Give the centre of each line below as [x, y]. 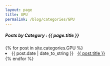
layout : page [19, 10]
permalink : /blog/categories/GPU [40, 19]
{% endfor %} [19, 59]
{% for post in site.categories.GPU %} [44, 48]
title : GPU [16, 15]
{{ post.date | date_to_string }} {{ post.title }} [58, 53]
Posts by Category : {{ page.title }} [42, 35]
